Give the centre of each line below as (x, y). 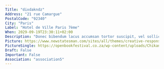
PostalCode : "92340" (26, 18)
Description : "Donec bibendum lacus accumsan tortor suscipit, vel (75, 37)
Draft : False (18, 50)
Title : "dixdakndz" (25, 9)
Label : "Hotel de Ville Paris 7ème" (42, 28)
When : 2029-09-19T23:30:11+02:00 (39, 32)
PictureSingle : (20, 46)
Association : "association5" (35, 59)
